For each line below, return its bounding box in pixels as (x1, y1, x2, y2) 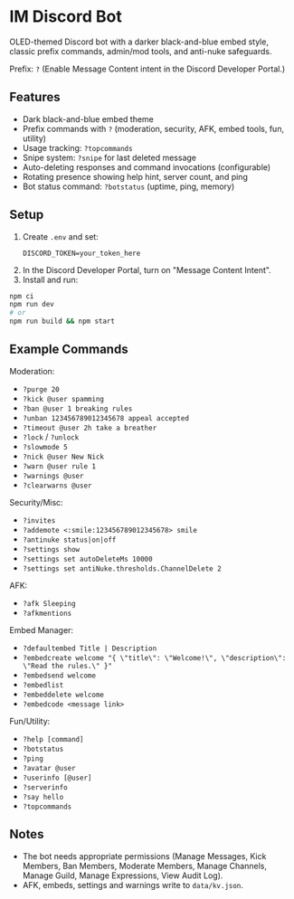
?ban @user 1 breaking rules (22, 404, 133, 413)
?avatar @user (22, 763, 76, 772)
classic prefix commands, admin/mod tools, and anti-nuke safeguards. (9, 45, 272, 56)
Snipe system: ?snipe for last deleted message (22, 152, 197, 163)
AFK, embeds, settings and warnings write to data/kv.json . (22, 879, 244, 890)
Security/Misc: (9, 497, 63, 507)
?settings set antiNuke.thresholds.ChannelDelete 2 (22, 563, 222, 573)
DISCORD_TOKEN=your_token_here (22, 249, 141, 258)
